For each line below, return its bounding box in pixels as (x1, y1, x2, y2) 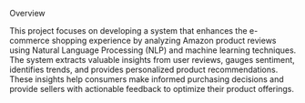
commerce (9, 36, 50, 46)
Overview (9, 8, 46, 18)
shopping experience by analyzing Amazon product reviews (51, 36, 277, 46)
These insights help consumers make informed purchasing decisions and (9, 74, 284, 85)
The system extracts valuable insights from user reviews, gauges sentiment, (9, 55, 296, 65)
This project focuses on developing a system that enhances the (9, 26, 248, 36)
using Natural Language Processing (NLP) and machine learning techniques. (9, 45, 297, 56)
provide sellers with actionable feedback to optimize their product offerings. (9, 84, 294, 94)
